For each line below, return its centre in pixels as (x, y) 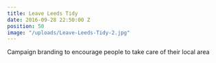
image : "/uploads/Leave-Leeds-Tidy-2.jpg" (69, 33)
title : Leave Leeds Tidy (43, 13)
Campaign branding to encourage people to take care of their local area (108, 52)
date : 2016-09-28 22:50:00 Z (49, 20)
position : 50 (26, 26)
